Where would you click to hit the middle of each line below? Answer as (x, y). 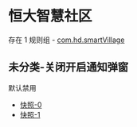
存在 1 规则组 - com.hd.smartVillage (67, 40)
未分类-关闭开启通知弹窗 (68, 67)
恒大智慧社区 (51, 16)
